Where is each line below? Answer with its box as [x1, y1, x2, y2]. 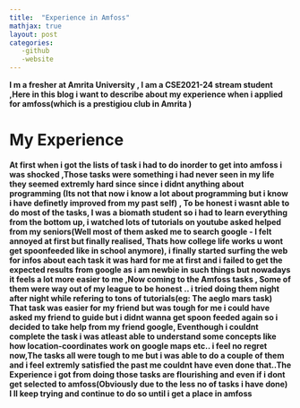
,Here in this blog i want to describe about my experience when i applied [9, 89, 284, 100]
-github [21, 47, 50, 56]
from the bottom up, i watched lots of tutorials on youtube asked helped [9, 216, 282, 227]
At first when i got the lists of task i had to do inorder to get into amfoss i [9, 159, 282, 170]
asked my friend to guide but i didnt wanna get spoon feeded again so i [9, 311, 279, 323]
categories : [9, 38, 54, 48]
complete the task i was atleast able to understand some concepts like [9, 331, 277, 342]
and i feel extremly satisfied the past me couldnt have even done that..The [9, 360, 292, 370]
